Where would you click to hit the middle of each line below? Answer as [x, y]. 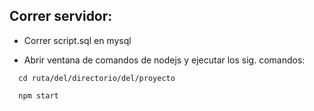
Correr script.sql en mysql [77, 40]
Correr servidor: [61, 16]
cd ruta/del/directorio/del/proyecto [97, 78]
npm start [38, 95]
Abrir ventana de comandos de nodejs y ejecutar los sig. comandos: [164, 60]
